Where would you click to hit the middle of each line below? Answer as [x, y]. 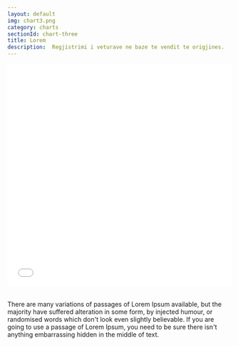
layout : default [31, 14]
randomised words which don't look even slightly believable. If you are [111, 319]
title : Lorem [27, 41]
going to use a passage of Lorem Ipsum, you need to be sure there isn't [112, 327]
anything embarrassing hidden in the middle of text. [83, 335]
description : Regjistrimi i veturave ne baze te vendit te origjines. [116, 47]
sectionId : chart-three [43, 34]
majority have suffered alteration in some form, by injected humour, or [110, 312]
